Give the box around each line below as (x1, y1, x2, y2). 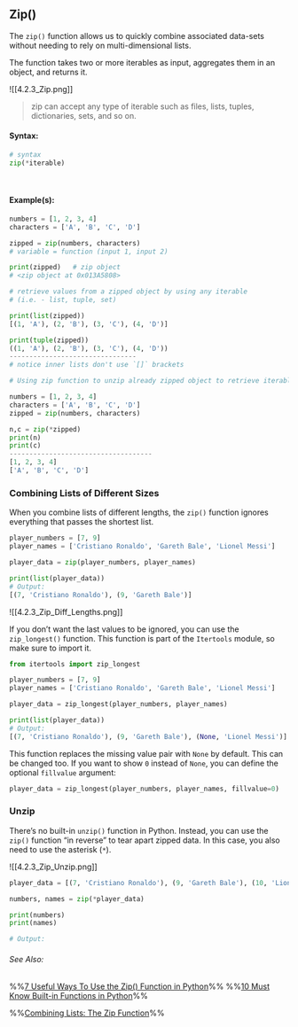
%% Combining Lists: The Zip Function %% (9, 1008, 165, 1018)
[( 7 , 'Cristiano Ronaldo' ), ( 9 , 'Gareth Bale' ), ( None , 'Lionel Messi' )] (9, 732, 288, 741)
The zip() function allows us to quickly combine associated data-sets (9, 30, 264, 41)
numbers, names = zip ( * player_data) (9, 894, 145, 903)
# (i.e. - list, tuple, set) (9, 296, 117, 305)
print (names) (9, 919, 58, 928)
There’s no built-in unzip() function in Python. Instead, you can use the (9, 825, 269, 836)
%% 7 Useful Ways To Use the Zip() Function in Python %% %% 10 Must (9, 981, 271, 992)
